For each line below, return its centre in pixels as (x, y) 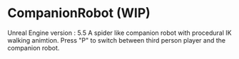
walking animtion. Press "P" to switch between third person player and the (117, 40)
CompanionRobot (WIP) (79, 13)
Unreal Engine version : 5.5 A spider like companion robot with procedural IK (119, 33)
